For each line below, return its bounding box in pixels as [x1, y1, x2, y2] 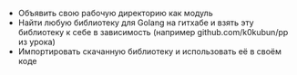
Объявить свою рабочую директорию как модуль [17, 8, 213, 18]
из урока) [17, 36, 56, 47]
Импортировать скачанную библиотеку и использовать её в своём [17, 46, 282, 57]
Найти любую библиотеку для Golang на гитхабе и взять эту [17, 17, 254, 28]
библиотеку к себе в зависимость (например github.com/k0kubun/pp [17, 27, 289, 37]
